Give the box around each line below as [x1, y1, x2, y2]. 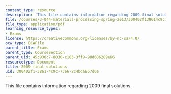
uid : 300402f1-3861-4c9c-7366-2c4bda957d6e [5, 69, 99, 74]
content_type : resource [5, 7, 56, 13]
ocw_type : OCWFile [5, 41, 44, 46]
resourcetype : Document [5, 59, 56, 65]
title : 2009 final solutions [5, 64, 67, 69]
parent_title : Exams [5, 45, 49, 50]
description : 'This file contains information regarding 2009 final [5, 12, 154, 17]
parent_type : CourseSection [5, 50, 65, 55]
